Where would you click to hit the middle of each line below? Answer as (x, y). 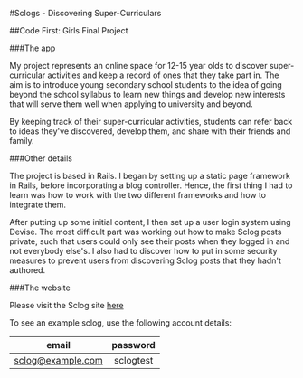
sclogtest (134, 360)
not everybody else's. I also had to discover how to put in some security (143, 251)
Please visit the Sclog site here (66, 305)
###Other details (41, 158)
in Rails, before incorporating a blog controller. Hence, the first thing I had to (151, 185)
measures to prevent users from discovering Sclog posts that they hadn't (146, 260)
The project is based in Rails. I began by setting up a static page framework (150, 176)
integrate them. (38, 204)
